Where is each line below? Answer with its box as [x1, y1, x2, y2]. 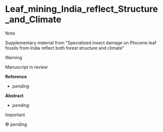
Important [5, 112, 25, 118]
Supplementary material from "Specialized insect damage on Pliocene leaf [5, 39, 157, 45]
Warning [5, 54, 22, 60]
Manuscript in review [5, 64, 48, 70]
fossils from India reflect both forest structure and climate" [5, 45, 124, 51]
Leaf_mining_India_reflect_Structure [5, 3, 158, 15]
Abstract [5, 93, 24, 99]
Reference [5, 73, 27, 79]
